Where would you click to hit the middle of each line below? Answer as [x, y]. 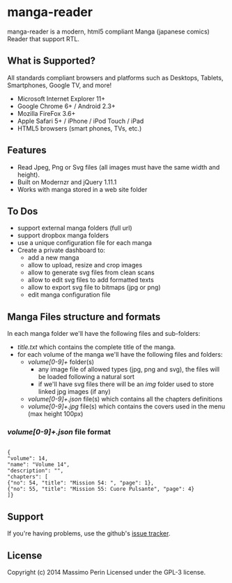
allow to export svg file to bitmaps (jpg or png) [94, 288]
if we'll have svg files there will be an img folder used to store [126, 384]
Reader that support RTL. [44, 38]
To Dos [23, 211]
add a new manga [53, 258]
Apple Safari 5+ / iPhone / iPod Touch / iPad [80, 121]
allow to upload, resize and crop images [85, 265]
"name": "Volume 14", [39, 465]
